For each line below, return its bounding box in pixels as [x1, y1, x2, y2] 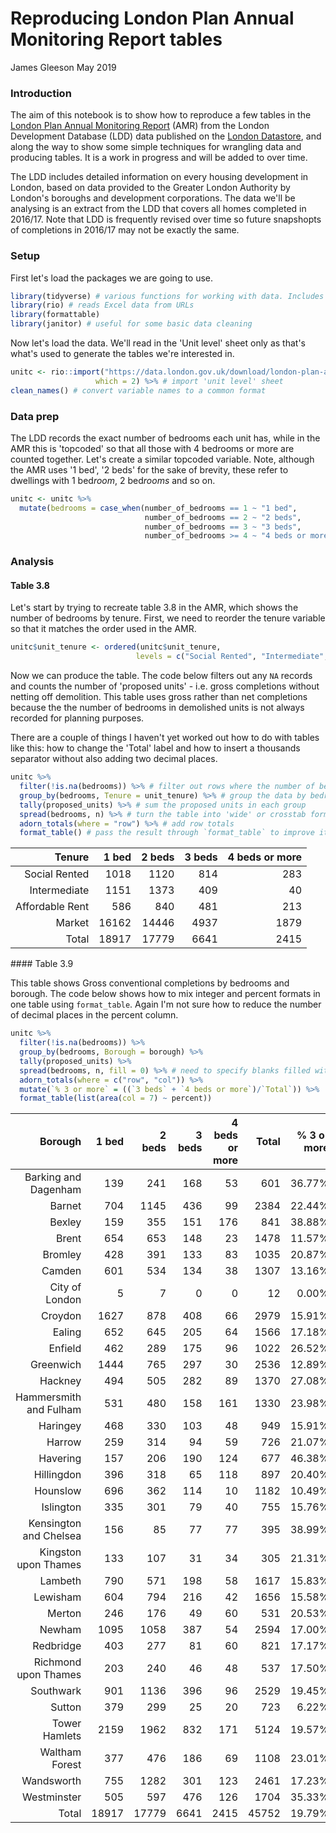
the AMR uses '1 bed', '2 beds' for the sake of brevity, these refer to [10, 463, 289, 476]
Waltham [39, 1745, 82, 1759]
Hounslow [34, 1484, 82, 1498]
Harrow [46, 1435, 82, 1449]
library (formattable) [10, 310, 101, 320]
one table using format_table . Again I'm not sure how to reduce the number [10, 998, 322, 1011]
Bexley [49, 1215, 82, 1229]
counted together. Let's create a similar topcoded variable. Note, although [10, 453, 315, 465]
